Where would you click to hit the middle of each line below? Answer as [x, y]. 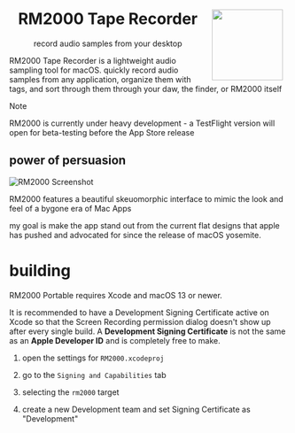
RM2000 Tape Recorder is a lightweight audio [93, 60]
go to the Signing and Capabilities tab [94, 375]
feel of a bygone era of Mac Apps [70, 208]
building [40, 271]
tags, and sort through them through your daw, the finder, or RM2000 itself [146, 89]
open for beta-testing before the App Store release [102, 132]
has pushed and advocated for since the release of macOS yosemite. [135, 235]
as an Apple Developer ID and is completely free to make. [115, 340]
